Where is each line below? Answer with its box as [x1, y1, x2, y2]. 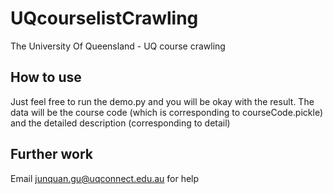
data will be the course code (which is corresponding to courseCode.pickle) [10, 106, 324, 118]
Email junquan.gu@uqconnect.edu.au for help [10, 172, 200, 184]
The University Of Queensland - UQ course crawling [10, 40, 226, 52]
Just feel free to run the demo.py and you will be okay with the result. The [10, 95, 315, 107]
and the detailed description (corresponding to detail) [10, 117, 231, 129]
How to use [10, 69, 82, 86]
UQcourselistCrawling [10, 7, 199, 30]
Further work [10, 146, 94, 163]
